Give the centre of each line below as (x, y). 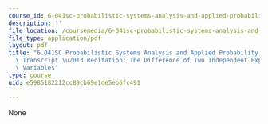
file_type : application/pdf (55, 38)
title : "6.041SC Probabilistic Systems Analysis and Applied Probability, (135, 53)
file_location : (33, 30)
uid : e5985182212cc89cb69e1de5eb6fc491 (75, 82)
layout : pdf (28, 46)
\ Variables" (37, 68)
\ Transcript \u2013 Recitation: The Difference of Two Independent (132, 61)
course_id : (26, 16)
